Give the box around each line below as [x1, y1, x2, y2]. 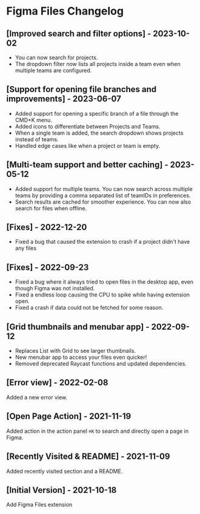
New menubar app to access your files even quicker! [15, 353, 147, 361]
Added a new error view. [6, 393, 68, 401]
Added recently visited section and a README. [6, 467, 123, 475]
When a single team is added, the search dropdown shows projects [15, 129, 184, 136]
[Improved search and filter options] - [6, 28, 152, 39]
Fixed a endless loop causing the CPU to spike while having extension [15, 291, 190, 298]
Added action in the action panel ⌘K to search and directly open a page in [6, 427, 189, 435]
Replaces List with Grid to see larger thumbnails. [15, 347, 136, 355]
